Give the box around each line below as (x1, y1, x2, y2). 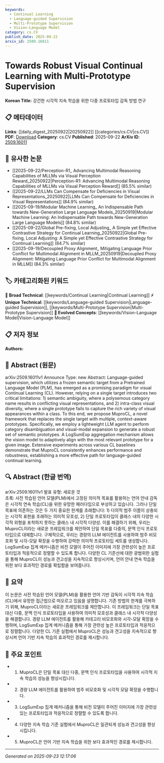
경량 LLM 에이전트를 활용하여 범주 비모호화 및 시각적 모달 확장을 (19, 687, 142, 693)
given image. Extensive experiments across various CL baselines (5, 442, 136, 448)
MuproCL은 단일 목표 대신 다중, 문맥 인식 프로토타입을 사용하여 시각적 (19, 669, 153, 675)
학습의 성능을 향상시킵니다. (24, 676, 76, 681)
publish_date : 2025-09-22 (5, 35, 58, 40)
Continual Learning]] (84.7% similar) (12, 240, 85, 246)
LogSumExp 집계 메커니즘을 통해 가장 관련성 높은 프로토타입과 (19, 622, 139, 628)
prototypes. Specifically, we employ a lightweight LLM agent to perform (5, 421, 149, 427)
